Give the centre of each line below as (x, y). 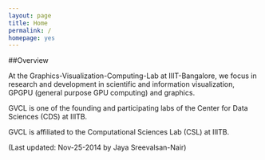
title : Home (28, 23)
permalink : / (30, 30)
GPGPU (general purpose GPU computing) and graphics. (102, 93)
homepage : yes (32, 38)
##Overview (29, 60)
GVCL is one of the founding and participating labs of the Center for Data (129, 108)
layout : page (30, 16)
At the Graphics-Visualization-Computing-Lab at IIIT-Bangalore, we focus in (132, 76)
